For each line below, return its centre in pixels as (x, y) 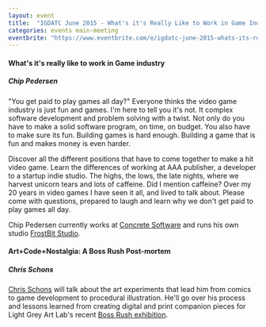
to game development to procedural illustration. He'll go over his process (127, 298)
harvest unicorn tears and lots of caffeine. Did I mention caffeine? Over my (130, 184)
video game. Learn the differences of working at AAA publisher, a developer (132, 167)
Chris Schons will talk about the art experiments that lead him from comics (130, 290)
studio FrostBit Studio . (44, 233)
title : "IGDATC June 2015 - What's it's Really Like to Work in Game (127, 23)
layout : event (32, 15)
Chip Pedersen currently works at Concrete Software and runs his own (123, 225)
